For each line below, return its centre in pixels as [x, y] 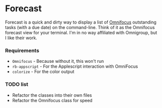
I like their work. [21, 38]
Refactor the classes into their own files [52, 95]
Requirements [22, 51]
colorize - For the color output [43, 72]
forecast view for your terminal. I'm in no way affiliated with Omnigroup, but [81, 32]
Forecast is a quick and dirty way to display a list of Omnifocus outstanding [81, 22]
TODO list [17, 84]
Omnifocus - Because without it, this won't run [58, 61]
